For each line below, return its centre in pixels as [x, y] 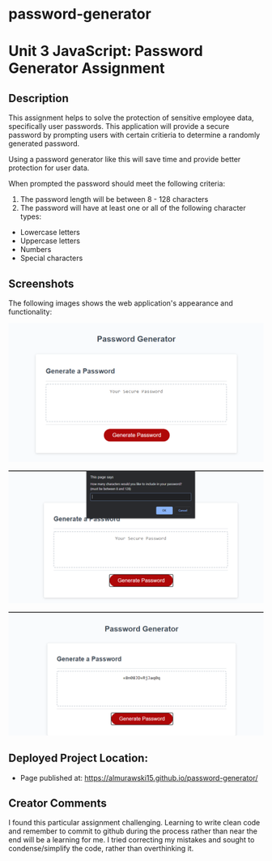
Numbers [36, 250]
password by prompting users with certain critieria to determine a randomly [134, 135]
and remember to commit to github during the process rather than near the [133, 831]
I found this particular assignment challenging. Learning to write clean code [134, 823]
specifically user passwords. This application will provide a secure [119, 126]
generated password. [44, 143]
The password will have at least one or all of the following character [133, 208]
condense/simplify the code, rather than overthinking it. [101, 849]
